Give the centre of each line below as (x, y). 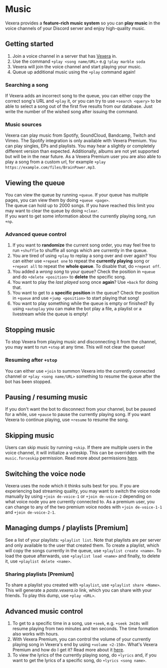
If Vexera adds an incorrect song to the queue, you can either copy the (78, 96)
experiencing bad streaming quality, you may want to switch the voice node (83, 491)
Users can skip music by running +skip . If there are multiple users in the (79, 447)
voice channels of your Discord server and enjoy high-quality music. (75, 28)
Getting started (29, 44)
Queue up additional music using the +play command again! (74, 72)
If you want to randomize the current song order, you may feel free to (84, 245)
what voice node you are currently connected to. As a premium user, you (80, 502)
